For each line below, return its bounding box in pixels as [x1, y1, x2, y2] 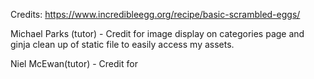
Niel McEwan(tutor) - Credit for [10, 58, 138, 69]
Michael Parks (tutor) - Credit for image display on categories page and [10, 28, 305, 39]
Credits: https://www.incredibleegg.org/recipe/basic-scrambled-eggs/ [10, 9, 301, 20]
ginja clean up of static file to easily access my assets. [10, 39, 235, 50]
